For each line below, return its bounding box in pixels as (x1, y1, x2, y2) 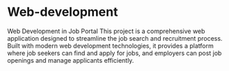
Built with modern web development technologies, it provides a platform (7, 41, 214, 50)
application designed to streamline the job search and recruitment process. (7, 34, 223, 42)
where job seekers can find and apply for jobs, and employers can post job (7, 49, 222, 57)
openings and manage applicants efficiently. (7, 56, 134, 64)
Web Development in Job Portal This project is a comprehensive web (7, 27, 205, 35)
